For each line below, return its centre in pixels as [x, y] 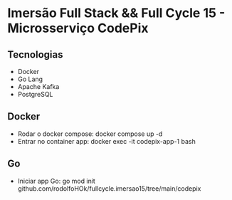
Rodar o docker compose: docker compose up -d [90, 134]
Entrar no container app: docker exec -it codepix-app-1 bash [106, 141]
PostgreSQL [35, 94]
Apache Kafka [38, 86]
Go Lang [30, 79]
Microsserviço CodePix [78, 28]
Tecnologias [35, 54]
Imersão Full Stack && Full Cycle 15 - [116, 13]
